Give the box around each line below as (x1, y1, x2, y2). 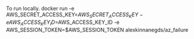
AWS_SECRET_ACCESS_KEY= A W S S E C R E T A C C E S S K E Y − (6, 11, 144, 19)
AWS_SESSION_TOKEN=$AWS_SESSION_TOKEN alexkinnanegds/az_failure (6, 26, 189, 33)
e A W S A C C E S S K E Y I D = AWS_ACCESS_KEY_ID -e (6, 19, 120, 27)
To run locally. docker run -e (6, 5, 74, 12)
